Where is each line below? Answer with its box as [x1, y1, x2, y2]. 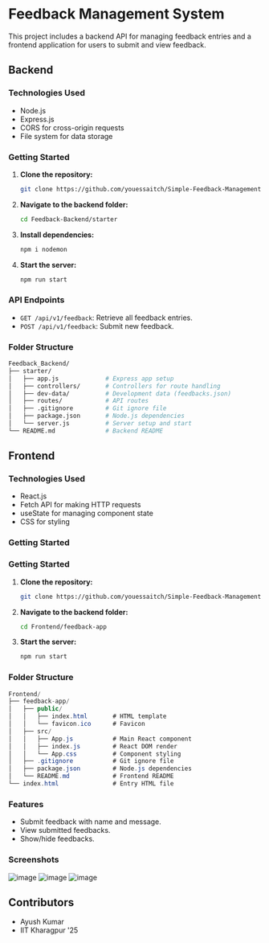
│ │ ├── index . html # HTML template [8, 712, 167, 720]
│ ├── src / [8, 727, 52, 736]
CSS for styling [19, 517, 71, 527]
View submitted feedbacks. [19, 826, 111, 835]
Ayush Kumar [19, 917, 64, 927]
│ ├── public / [8, 705, 63, 713]
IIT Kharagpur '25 [19, 925, 79, 935]
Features [8, 798, 44, 810]
